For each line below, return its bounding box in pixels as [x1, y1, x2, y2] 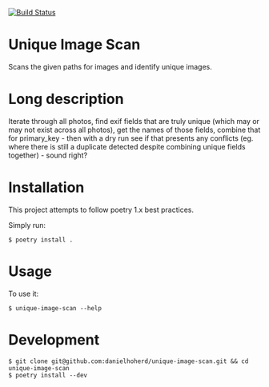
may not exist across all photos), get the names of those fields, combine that [8, 125, 261, 134]
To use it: [8, 289, 39, 298]
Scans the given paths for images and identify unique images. [8, 62, 212, 71]
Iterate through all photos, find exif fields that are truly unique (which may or [8, 116, 260, 126]
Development [8, 330, 100, 349]
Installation [8, 178, 85, 197]
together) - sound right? [8, 150, 88, 160]
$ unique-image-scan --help [8, 304, 102, 312]
